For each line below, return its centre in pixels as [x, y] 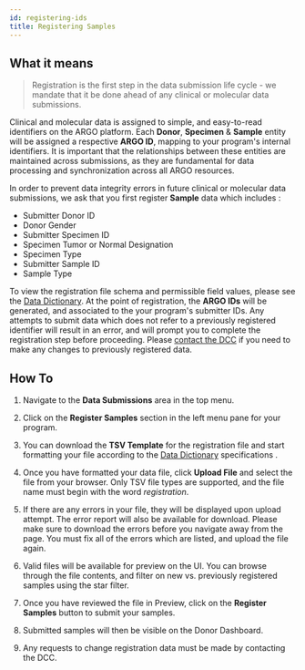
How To [31, 378]
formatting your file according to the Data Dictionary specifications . [150, 455]
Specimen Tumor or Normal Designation [98, 245]
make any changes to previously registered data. [101, 350]
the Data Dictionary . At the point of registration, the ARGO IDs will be [138, 301]
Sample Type [47, 273]
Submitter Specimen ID [66, 235]
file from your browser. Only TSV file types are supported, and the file [153, 482]
